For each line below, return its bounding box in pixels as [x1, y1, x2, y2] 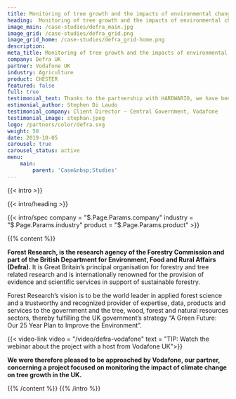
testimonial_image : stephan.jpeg [7, 114, 105, 121]
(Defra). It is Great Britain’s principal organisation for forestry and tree [7, 262, 209, 271]
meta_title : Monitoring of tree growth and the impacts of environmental [7, 50, 228, 57]
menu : [7, 154, 23, 161]
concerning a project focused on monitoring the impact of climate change [7, 363, 227, 372]
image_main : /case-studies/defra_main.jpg [7, 23, 133, 30]
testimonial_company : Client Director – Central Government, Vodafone [7, 108, 218, 115]
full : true [7, 88, 39, 95]
